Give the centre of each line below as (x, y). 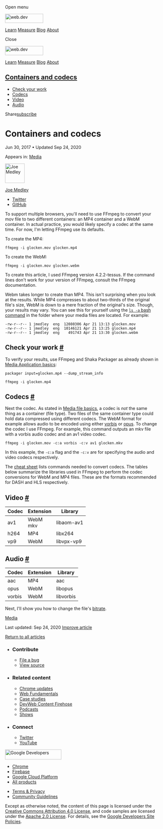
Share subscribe (21, 114)
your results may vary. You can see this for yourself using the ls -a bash (78, 310)
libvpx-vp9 (69, 541)
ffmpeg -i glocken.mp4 (28, 382)
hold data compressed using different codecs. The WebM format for (73, 419)
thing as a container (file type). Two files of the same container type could (79, 414)
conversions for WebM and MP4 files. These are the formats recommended (81, 477)
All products (24, 782)
